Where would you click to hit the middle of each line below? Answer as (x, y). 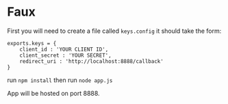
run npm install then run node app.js (60, 80)
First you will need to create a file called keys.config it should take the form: (114, 31)
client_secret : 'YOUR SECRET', (65, 55)
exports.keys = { (32, 43)
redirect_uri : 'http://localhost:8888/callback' (92, 61)
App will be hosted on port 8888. (54, 93)
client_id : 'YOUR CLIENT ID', (64, 49)
